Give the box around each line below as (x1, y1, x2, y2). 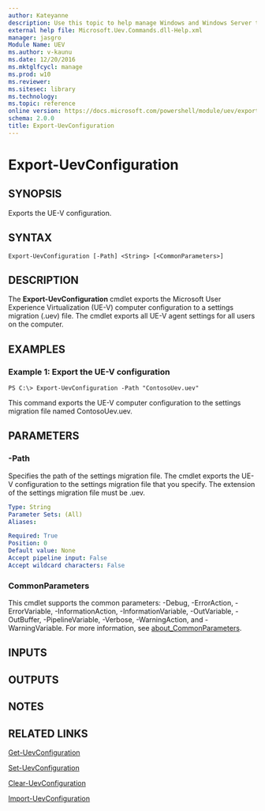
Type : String (8, 503, 51, 511)
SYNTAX (8, 231, 53, 245)
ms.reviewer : (8, 77, 51, 85)
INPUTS (8, 646, 47, 660)
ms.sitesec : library (8, 85, 77, 93)
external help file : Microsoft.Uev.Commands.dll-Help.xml (8, 26, 203, 34)
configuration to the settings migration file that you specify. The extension (14, 479, 256, 488)
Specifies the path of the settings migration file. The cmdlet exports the (8, 471, 241, 481)
